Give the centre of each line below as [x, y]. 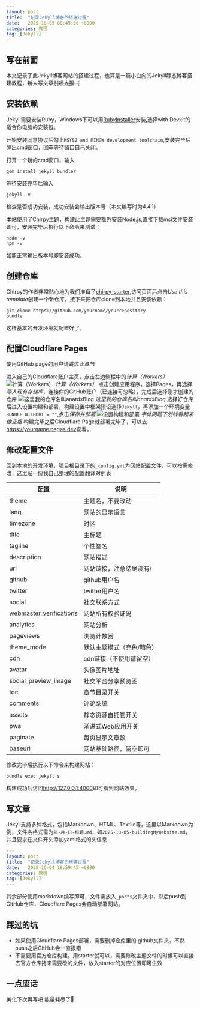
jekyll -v [19, 195]
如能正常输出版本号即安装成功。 [46, 255]
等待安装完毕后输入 [30, 183]
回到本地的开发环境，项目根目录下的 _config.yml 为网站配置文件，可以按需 [97, 465]
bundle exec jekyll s [33, 776]
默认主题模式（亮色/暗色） [121, 647]
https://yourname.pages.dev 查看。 [49, 429]
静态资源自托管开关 [110, 715]
